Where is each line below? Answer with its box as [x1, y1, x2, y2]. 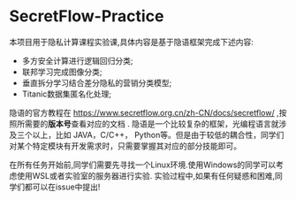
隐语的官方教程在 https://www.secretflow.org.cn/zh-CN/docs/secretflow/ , [9, 107, 280, 118]
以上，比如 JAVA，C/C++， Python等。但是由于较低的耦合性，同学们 [32, 129, 285, 140]
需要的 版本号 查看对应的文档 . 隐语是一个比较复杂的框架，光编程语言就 [24, 118, 279, 129]
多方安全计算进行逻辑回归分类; [21, 55, 134, 65]
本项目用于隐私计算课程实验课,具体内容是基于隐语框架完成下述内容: [9, 36, 254, 47]
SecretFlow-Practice [9, 6, 164, 27]
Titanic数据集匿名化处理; [21, 88, 112, 99]
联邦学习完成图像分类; [21, 66, 103, 77]
